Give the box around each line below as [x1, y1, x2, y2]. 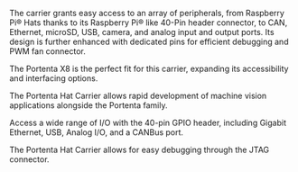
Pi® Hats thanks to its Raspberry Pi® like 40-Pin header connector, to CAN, [9, 17, 288, 28]
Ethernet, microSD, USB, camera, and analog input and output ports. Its [9, 27, 275, 37]
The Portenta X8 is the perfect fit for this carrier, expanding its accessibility [9, 63, 289, 74]
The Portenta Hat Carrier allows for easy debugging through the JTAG [9, 144, 270, 155]
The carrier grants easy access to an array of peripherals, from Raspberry [9, 8, 284, 18]
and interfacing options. [9, 73, 98, 84]
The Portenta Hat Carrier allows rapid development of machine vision [9, 90, 267, 101]
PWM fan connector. [9, 46, 86, 57]
